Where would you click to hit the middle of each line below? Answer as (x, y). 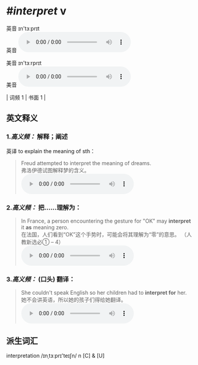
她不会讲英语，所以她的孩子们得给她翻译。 (73, 300)
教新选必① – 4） (42, 242)
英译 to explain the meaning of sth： (51, 151)
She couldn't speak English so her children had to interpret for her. (104, 293)
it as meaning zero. (45, 227)
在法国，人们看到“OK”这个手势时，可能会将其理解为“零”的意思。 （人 (106, 234)
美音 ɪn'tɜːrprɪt (24, 63)
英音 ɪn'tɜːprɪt (23, 28)
